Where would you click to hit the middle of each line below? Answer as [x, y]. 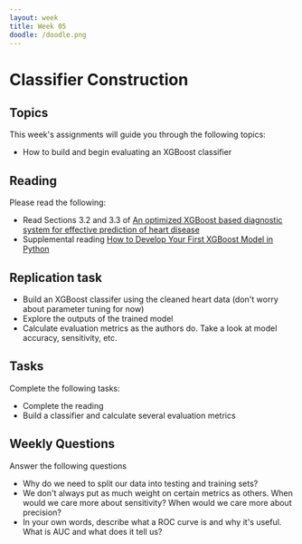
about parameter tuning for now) [83, 309]
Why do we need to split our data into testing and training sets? [140, 483]
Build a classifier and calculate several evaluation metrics [129, 415]
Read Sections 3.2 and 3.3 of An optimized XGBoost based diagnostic [152, 220]
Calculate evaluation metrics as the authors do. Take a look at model [150, 328]
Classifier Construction [99, 79]
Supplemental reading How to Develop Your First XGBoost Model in [148, 239]
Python [36, 249]
